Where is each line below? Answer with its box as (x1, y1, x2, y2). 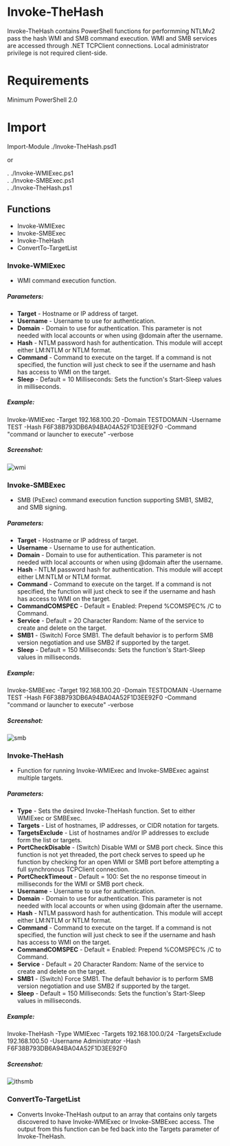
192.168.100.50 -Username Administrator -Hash (7, 1037, 141, 1045)
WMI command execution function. (16, 276, 117, 284)
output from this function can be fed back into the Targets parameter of (16, 1125, 220, 1133)
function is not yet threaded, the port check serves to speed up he (16, 851, 205, 859)
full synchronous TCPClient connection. (16, 865, 130, 873)
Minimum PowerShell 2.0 (7, 95, 78, 104)
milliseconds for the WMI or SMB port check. (16, 880, 144, 888)
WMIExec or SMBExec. (16, 814, 82, 822)
